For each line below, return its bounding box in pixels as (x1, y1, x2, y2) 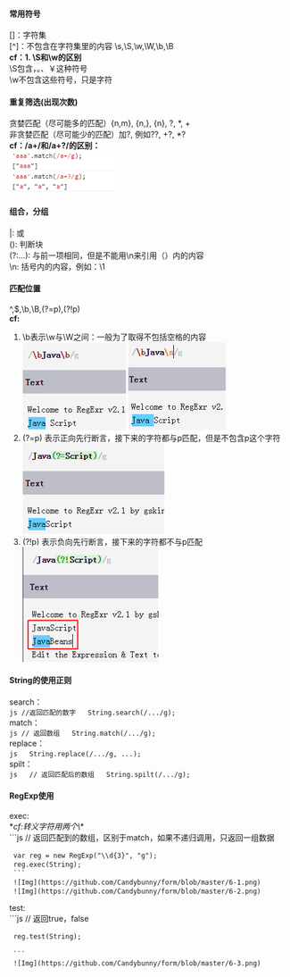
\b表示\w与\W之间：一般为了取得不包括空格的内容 (21, 331, 207, 342)
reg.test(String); (12, 932, 82, 941)
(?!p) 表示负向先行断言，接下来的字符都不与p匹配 (21, 536, 203, 547)
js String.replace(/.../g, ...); (9, 750, 142, 759)
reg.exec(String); (12, 860, 82, 870)
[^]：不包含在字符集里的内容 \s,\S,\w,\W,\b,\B (9, 41, 174, 52)
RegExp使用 (9, 790, 54, 801)
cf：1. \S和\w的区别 (9, 52, 82, 63)
